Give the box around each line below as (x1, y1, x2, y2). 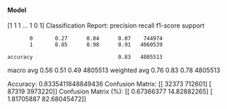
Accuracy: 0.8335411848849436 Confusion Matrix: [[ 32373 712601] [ (7, 80, 212, 88)
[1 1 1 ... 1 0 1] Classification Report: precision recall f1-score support (7, 21, 205, 30)
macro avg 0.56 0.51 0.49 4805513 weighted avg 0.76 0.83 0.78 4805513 (7, 66, 221, 74)
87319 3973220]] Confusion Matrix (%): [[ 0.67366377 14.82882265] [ (7, 87, 214, 96)
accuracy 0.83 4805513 (7, 54, 163, 61)
